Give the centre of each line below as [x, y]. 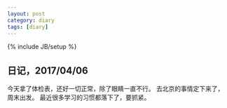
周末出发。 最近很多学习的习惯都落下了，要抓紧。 [79, 97]
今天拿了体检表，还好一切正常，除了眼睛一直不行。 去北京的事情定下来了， [116, 89]
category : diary [31, 20]
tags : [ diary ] [28, 27]
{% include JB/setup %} [42, 47]
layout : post [26, 14]
